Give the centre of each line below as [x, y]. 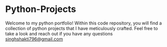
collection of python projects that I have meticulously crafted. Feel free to [82, 28]
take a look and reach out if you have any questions [59, 33]
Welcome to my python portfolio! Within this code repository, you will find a [83, 23]
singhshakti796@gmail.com [34, 39]
